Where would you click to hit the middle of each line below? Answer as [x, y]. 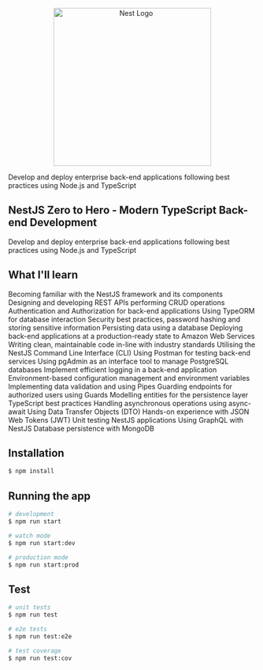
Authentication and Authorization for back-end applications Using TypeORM [131, 311]
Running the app [49, 496]
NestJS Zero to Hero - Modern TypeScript [112, 211]
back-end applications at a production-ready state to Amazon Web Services [131, 336]
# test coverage [35, 651]
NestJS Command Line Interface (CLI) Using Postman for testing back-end [129, 352]
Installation [36, 453]
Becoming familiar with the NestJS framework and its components [115, 294]
